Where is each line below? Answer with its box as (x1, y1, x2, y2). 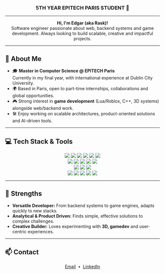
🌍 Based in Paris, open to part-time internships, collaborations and (12, 86, 148, 92)
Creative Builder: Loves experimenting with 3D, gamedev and (12, 223, 138, 229)
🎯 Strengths (5, 190, 42, 198)
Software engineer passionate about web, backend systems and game (11, 25, 154, 31)
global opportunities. (12, 93, 55, 99)
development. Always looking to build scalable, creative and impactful (12, 30, 153, 36)
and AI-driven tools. (12, 118, 53, 124)
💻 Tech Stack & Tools (5, 137, 73, 146)
